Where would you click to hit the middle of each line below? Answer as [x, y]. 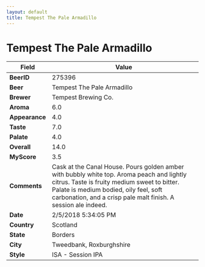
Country [22, 225]
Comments [26, 186]
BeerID [20, 78]
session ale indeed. [79, 205]
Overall [20, 147]
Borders [63, 235]
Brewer [20, 97]
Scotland [64, 225]
